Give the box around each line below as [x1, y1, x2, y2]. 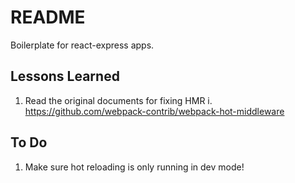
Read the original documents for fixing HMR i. [24, 94, 213, 106]
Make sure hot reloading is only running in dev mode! [24, 161, 245, 173]
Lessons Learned [10, 68, 120, 85]
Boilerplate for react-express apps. [10, 39, 155, 51]
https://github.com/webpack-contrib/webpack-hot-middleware [24, 105, 285, 117]
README [10, 6, 86, 29]
